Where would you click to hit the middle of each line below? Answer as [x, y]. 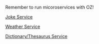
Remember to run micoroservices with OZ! [49, 7]
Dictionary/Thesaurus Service [36, 36]
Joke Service [19, 17]
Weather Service [23, 26]
